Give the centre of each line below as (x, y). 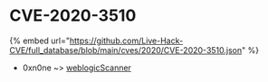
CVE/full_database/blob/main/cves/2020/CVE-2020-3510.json (126, 50)
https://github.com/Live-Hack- (126, 41)
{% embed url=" (40, 41)
